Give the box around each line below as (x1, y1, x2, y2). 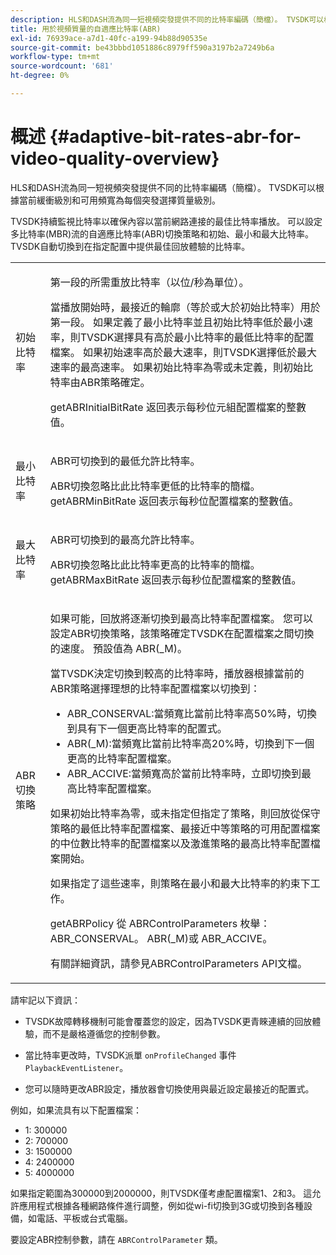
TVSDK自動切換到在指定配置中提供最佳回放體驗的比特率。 (10, 240, 251, 252)
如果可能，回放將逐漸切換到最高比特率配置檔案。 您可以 (49, 611, 313, 625)
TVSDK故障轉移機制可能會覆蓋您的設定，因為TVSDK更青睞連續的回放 (24, 1015, 313, 1027)
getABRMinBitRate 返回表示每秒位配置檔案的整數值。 (49, 494, 300, 508)
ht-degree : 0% (10, 71, 70, 81)
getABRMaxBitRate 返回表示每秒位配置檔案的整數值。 (49, 572, 302, 586)
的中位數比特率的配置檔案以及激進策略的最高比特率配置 (49, 836, 311, 850)
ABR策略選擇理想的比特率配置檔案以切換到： (49, 681, 261, 695)
